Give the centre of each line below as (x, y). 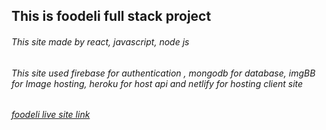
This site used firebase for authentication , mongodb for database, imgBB (163, 73)
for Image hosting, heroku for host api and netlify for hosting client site (157, 83)
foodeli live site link (51, 115)
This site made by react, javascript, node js (100, 41)
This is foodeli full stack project (111, 16)
